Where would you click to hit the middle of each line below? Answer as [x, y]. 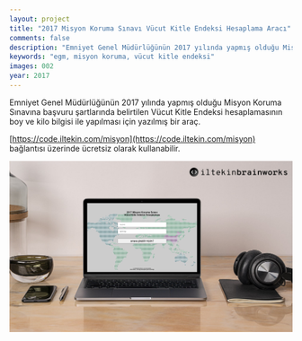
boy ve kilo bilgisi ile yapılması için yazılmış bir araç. [105, 121]
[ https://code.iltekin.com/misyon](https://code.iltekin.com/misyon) [133, 138]
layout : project [40, 19]
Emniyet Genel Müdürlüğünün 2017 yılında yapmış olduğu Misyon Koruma [146, 102]
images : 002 [31, 66]
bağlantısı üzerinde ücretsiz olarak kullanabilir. [95, 148]
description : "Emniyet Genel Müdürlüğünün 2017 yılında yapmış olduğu [144, 48]
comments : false [40, 38]
